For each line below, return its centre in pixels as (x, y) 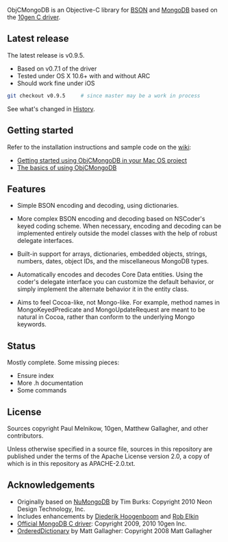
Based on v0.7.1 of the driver (57, 69)
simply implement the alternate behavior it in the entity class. (103, 289)
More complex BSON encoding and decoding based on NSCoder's (111, 219)
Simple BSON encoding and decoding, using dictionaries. (98, 206)
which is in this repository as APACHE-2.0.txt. (71, 463)
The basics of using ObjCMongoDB (67, 167)
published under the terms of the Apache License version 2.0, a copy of (109, 456)
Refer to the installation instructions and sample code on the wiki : (99, 147)
